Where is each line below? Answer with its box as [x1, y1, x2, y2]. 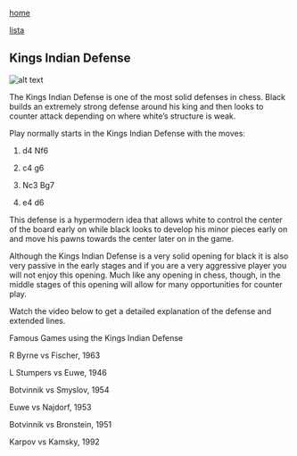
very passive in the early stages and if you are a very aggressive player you [9, 260, 287, 270]
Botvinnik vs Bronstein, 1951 [9, 419, 112, 429]
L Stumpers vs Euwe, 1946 [9, 367, 107, 377]
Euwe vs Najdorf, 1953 [9, 402, 92, 412]
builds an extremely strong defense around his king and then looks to [9, 101, 264, 112]
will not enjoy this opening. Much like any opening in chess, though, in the [9, 269, 281, 280]
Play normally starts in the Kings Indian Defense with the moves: [9, 128, 245, 138]
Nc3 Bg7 [21, 179, 55, 190]
